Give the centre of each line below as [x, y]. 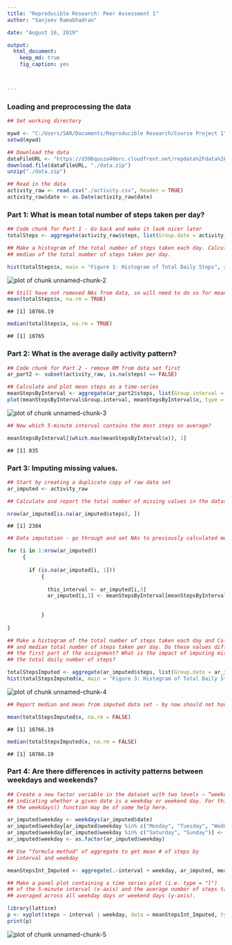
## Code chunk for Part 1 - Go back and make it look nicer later [105, 229]
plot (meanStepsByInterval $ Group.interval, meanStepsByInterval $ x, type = [116, 400]
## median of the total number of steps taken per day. [89, 254]
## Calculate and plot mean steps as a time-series [83, 387]
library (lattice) [32, 908]
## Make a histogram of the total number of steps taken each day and [111, 641]
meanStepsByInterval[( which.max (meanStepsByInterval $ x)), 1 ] [97, 438]
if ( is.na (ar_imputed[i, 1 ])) [72, 570]
